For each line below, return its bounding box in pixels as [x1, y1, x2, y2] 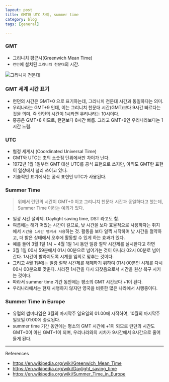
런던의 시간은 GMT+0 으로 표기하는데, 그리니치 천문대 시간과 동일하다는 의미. [12, 98, 163, 104]
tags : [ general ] [5, 21, 39, 27]
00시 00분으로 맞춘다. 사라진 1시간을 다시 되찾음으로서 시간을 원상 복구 [12, 266, 152, 272]
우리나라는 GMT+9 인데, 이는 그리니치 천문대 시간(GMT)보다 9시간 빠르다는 [12, 104, 161, 110]
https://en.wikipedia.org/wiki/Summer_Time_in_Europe [12, 371, 126, 377]
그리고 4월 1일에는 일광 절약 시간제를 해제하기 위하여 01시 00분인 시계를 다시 [12, 260, 163, 266]
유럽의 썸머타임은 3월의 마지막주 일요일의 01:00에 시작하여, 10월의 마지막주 [12, 310, 160, 316]
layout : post [5, 7, 33, 13]
